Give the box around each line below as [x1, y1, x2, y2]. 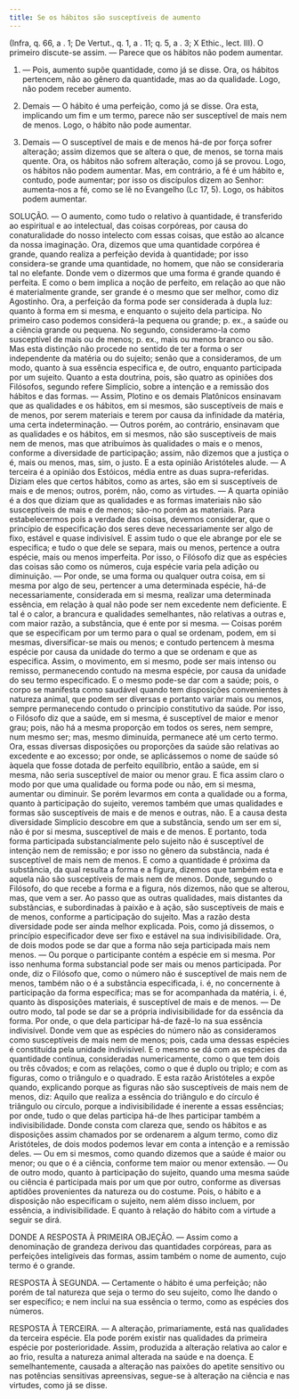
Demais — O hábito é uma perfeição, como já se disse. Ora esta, [21, 100, 260, 111]
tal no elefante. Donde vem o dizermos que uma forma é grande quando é [9, 267, 281, 278]
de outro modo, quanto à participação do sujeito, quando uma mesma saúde [9, 1166, 290, 1177]
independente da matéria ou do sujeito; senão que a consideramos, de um [9, 353, 282, 364]
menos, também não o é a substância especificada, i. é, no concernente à [9, 978, 280, 988]
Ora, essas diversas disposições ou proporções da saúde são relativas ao [9, 740, 279, 751]
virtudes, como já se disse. [9, 1379, 109, 1390]
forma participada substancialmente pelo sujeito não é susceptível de [9, 835, 264, 847]
